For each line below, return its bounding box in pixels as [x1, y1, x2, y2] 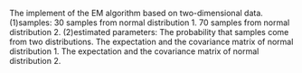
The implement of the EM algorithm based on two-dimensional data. [9, 8, 264, 18]
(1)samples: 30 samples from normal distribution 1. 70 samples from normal [9, 17, 290, 28]
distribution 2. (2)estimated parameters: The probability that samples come [9, 27, 289, 37]
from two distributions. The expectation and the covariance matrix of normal [9, 36, 294, 47]
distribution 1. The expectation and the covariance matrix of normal [9, 46, 260, 57]
